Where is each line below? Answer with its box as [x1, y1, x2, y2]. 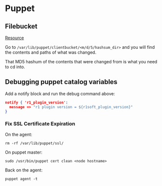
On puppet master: [5, 149, 43, 155]
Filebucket [5, 22, 38, 30]
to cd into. [5, 64, 25, 70]
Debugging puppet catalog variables [5, 78, 118, 86]
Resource [5, 35, 24, 41]
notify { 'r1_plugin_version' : [5, 100, 68, 105]
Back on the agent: [5, 167, 43, 173]
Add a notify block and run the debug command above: [5, 90, 115, 97]
